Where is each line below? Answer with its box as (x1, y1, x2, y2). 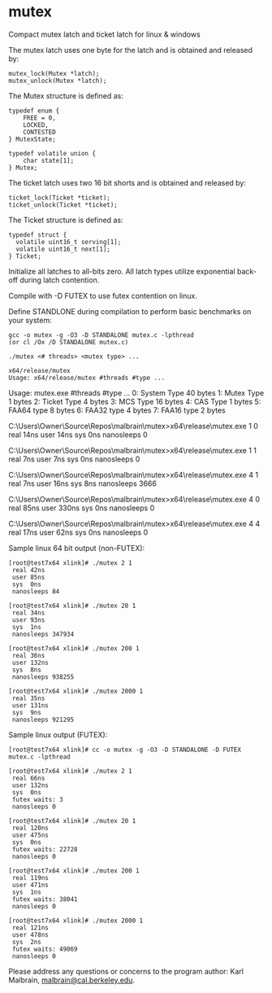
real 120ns (11, 824, 49, 832)
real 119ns (11, 873, 49, 881)
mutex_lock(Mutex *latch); (8, 69, 100, 77)
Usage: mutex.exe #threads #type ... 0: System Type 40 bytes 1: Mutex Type (8, 387, 265, 397)
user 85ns (11, 573, 45, 581)
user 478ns (11, 930, 49, 938)
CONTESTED (23, 128, 57, 136)
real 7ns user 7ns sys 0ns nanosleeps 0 (8, 454, 140, 464)
